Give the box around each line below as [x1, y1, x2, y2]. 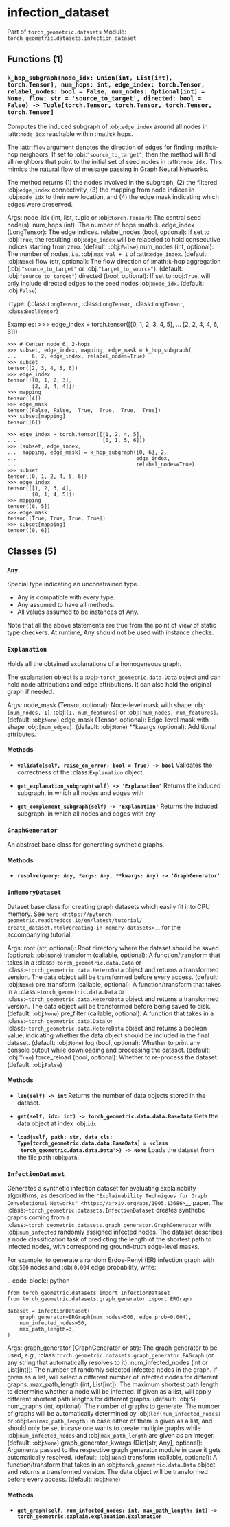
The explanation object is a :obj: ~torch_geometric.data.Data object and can [7, 673, 221, 681]
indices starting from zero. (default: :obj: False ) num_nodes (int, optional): [7, 242, 214, 251]
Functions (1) [7, 54, 64, 65]
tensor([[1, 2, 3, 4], [7, 485, 72, 492]
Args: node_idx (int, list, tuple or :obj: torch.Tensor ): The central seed [7, 213, 201, 221]
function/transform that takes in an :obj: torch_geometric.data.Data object [7, 1460, 216, 1469]
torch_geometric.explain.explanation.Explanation [16, 1513, 163, 1520]
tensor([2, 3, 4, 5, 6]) [7, 365, 78, 371]
